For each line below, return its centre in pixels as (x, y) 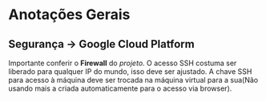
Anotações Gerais (69, 15)
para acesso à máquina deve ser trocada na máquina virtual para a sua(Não (133, 80)
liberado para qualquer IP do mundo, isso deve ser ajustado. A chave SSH (130, 72)
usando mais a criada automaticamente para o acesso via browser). (120, 88)
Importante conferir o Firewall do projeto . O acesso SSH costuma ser (123, 63)
